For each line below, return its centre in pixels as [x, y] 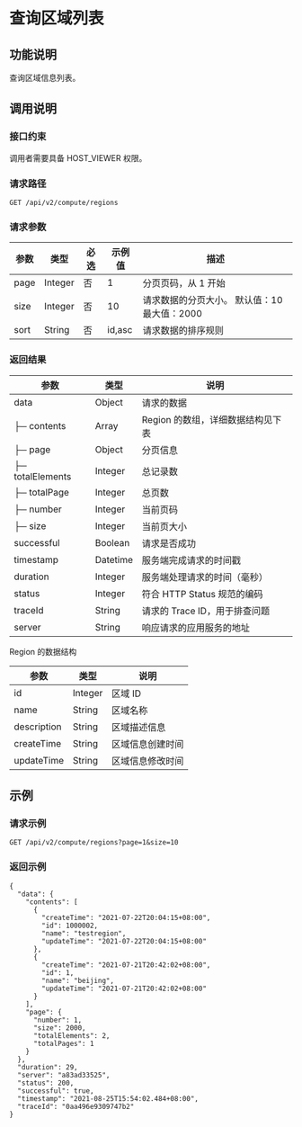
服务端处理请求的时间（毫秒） [204, 577]
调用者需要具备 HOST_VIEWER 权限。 [78, 157]
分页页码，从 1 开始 [184, 283]
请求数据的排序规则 [183, 331]
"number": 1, [58, 1020]
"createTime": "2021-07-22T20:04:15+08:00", [126, 917]
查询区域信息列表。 [45, 78]
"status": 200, [46, 1083]
